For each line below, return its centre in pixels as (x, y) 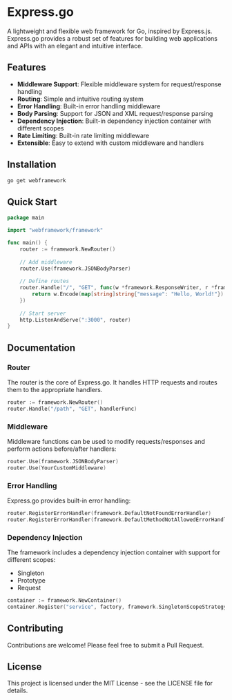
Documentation (41, 348)
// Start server (43, 313)
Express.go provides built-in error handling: (69, 500)
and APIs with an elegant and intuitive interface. (75, 46)
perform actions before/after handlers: (62, 449)
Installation (32, 165)
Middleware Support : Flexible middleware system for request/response (119, 84)
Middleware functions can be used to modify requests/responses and (106, 441)
